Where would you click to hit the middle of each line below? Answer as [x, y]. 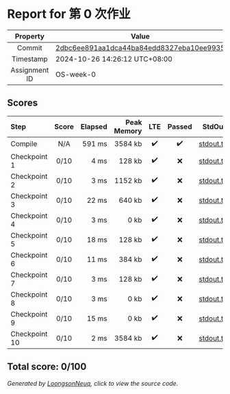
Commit [29, 47]
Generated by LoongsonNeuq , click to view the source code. [93, 383]
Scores [23, 103]
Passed [180, 126]
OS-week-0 [76, 74]
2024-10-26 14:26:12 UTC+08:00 [114, 59]
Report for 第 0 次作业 [69, 14]
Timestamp [29, 59]
